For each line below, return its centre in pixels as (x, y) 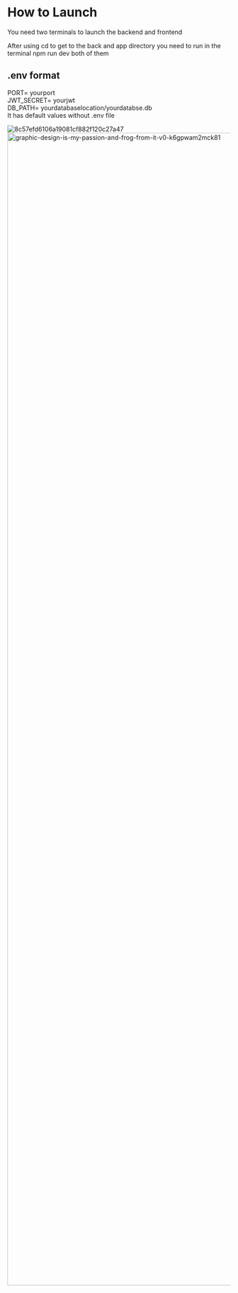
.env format (34, 76)
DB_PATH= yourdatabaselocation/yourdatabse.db (80, 108)
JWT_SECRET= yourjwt (41, 100)
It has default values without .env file (61, 115)
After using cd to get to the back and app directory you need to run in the (114, 45)
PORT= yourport (31, 92)
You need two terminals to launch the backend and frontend (95, 32)
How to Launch (52, 12)
